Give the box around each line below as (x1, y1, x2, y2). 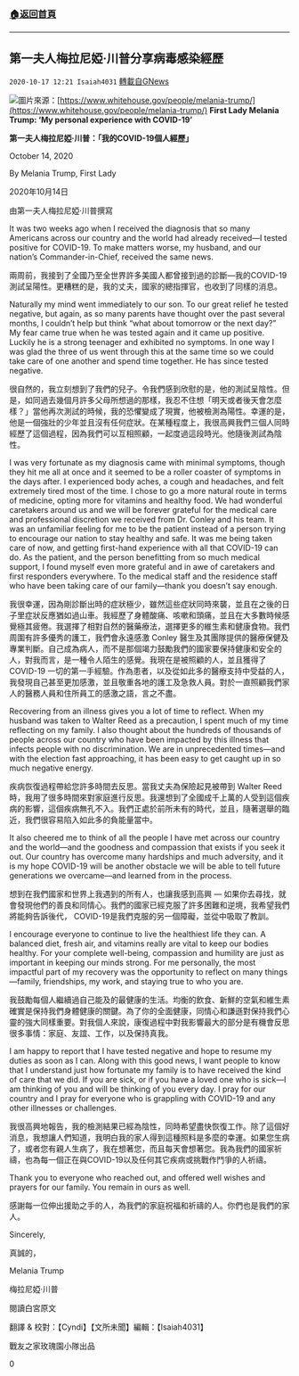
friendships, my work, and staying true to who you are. (43, 976, 244, 987)
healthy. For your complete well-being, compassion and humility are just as (9, 948, 285, 959)
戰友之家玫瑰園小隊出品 (9, 1340, 95, 1352)
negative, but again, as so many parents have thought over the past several (9, 309, 286, 319)
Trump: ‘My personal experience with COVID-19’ (9, 114, 193, 126)
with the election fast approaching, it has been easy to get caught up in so (9, 754, 282, 764)
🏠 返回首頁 (9, 7, 57, 20)
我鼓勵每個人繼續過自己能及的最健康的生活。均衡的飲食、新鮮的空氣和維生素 (9, 994, 290, 1005)
